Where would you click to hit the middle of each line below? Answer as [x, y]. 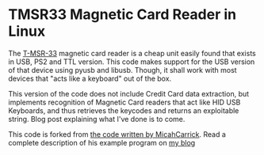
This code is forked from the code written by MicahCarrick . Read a [117, 134]
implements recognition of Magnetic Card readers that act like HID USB [124, 102]
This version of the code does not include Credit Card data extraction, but [129, 93]
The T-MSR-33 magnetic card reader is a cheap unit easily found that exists [132, 53]
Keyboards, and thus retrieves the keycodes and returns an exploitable [124, 110]
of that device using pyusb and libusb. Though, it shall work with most [122, 70]
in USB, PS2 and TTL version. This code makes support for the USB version [132, 62]
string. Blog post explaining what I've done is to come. [97, 119]
